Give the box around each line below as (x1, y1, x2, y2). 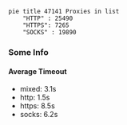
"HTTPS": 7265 (22, 21, 69, 29)
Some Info (8, 46, 50, 57)
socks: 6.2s (19, 110, 58, 119)
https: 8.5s (19, 101, 56, 111)
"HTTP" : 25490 (22, 14, 73, 22)
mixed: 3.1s (19, 84, 57, 94)
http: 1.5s (19, 92, 50, 103)
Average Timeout (8, 66, 67, 76)
